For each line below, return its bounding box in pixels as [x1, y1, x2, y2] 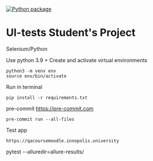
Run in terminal [6, 83, 43, 90]
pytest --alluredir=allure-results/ [6, 148, 84, 155]
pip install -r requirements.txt [6, 94, 88, 101]
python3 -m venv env [6, 68, 57, 74]
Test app [6, 126, 28, 133]
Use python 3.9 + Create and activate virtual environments [6, 56, 148, 64]
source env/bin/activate [6, 73, 67, 79]
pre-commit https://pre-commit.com [6, 105, 94, 112]
